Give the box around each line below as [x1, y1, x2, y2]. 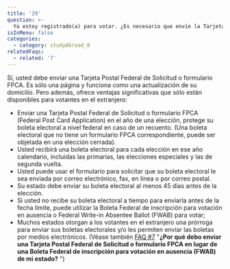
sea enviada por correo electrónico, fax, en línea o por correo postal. [16, 174, 212, 183]
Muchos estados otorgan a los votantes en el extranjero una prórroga [16, 218, 213, 226]
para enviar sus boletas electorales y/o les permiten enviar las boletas [16, 225, 214, 233]
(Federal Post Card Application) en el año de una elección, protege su [16, 116, 214, 124]
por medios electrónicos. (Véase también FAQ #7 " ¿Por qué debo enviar [16, 233, 222, 241]
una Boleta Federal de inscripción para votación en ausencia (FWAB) [16, 247, 216, 255]
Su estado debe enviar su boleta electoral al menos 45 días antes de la [16, 181, 217, 189]
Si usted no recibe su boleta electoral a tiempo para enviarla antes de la [16, 196, 220, 204]
